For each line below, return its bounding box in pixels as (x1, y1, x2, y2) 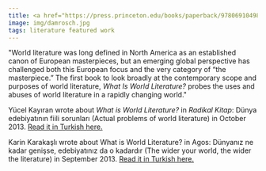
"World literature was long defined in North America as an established (8, 48, 237, 58)
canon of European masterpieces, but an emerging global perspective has (8, 56, 251, 66)
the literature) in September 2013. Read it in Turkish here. (8, 154, 195, 164)
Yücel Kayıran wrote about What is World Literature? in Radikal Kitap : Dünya (8, 105, 257, 115)
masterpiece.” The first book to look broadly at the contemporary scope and (8, 73, 257, 83)
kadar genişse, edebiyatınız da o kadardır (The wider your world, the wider (8, 146, 252, 155)
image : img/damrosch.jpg (8, 19, 90, 27)
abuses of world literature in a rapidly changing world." (8, 90, 188, 100)
